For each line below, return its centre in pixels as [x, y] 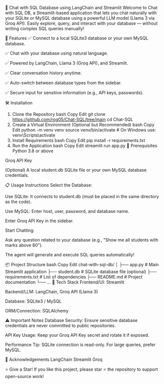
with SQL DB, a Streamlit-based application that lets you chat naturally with [81, 13]
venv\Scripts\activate [34, 135]
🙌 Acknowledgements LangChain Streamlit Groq [54, 359]
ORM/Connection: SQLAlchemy [37, 311]
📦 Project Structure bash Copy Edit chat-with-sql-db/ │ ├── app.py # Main [82, 264]
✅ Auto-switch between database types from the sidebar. [63, 83]
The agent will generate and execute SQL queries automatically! [70, 255]
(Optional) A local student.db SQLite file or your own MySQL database [76, 170]
